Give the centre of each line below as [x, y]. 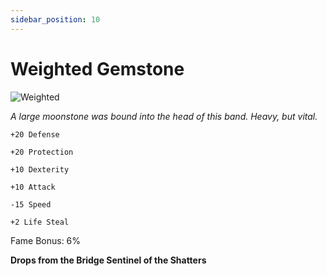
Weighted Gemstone [97, 68]
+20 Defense [35, 134]
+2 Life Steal [40, 222]
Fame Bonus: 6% [46, 240]
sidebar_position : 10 [55, 19]
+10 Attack [33, 187]
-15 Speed [31, 204]
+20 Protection [42, 152]
